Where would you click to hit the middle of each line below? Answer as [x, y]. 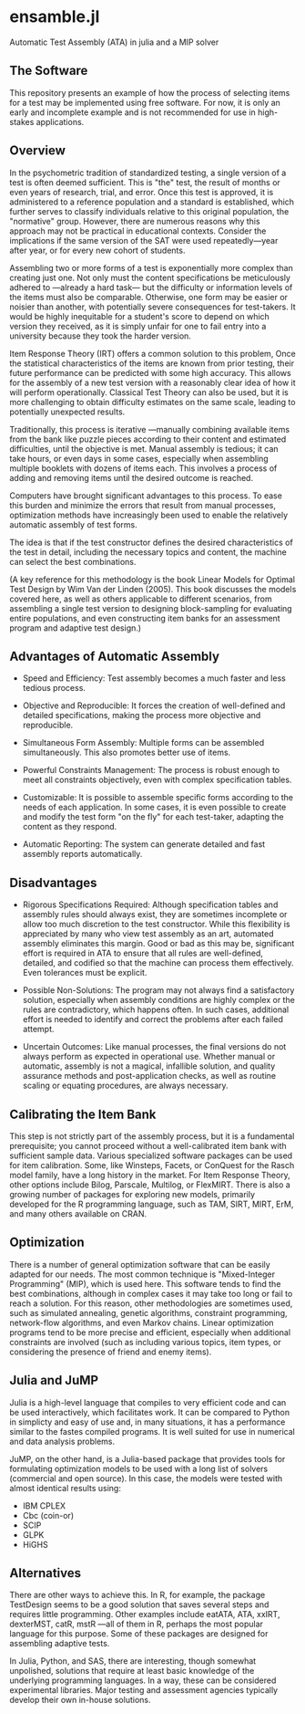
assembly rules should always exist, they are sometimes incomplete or [155, 914]
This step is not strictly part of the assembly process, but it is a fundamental [152, 1136]
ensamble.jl [55, 17]
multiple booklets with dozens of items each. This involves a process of [143, 468]
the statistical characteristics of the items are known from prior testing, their [152, 363]
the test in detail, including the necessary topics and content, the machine [148, 552]
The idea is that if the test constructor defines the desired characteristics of [151, 542]
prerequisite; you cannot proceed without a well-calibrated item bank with [148, 1146]
